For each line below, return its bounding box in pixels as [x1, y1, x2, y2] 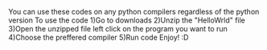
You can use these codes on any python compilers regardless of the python [8, 7, 260, 16]
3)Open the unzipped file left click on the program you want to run [8, 24, 228, 33]
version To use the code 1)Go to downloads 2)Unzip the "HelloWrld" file [8, 15, 245, 25]
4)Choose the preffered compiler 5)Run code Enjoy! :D [8, 32, 189, 42]
